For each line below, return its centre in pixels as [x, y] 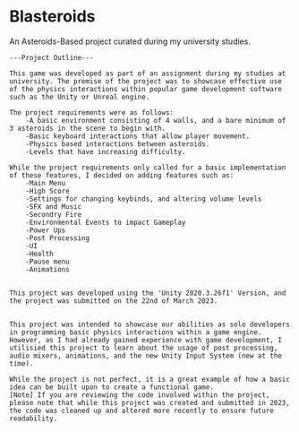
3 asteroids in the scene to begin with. [88, 128]
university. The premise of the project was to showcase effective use [145, 81]
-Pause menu [47, 262]
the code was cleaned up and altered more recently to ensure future [142, 410]
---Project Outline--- [51, 57]
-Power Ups [46, 230]
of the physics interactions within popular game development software [145, 89]
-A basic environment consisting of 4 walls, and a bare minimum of [156, 120]
